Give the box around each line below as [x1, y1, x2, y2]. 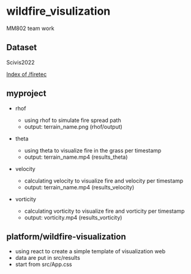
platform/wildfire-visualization [6, 231, 127, 242]
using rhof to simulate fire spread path [24, 116, 121, 124]
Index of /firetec [6, 70, 47, 78]
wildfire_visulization [6, 4, 111, 18]
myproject [6, 88, 47, 99]
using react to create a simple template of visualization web [15, 248, 166, 255]
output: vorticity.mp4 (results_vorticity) [24, 213, 122, 221]
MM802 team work [6, 25, 54, 32]
